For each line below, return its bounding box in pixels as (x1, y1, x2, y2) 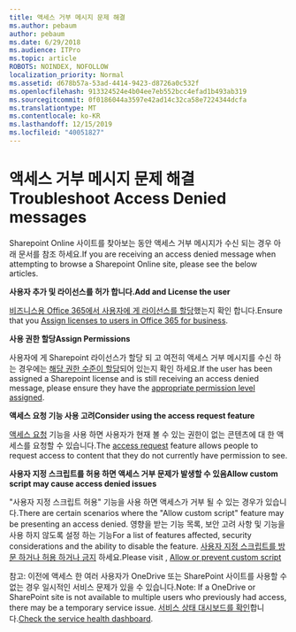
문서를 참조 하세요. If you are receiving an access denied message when (18, 249, 277, 259)
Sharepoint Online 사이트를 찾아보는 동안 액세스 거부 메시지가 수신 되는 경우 (9, 237, 272, 248)
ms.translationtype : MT (9, 104, 97, 112)
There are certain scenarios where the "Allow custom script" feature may (18, 507, 285, 518)
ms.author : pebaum (9, 21, 77, 30)
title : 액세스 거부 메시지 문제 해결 (9, 12, 126, 22)
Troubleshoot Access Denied (9, 189, 227, 209)
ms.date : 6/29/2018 (9, 37, 81, 47)
